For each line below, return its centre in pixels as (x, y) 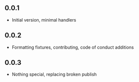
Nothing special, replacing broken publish (54, 74)
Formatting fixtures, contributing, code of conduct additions (73, 47)
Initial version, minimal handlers (44, 20)
